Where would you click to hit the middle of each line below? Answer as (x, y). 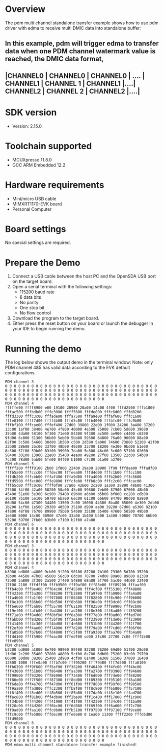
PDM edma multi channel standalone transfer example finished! (71, 745)
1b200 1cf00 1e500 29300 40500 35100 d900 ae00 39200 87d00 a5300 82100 (81, 507)
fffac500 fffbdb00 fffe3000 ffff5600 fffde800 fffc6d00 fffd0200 (73, 412)
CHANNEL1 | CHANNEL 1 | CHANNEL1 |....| (70, 83)
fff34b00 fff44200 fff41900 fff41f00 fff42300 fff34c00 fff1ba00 (73, 702)
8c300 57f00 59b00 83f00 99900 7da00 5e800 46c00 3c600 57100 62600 (77, 451)
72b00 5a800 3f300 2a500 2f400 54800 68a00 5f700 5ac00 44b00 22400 (77, 581)
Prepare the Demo (43, 262)
